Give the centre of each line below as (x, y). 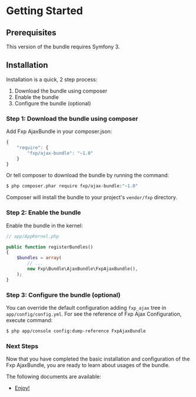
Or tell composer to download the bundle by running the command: (88, 176)
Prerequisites (31, 33)
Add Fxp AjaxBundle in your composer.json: (59, 131)
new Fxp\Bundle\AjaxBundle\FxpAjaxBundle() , (83, 269)
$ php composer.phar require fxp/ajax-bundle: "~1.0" (72, 186)
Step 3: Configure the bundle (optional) (63, 295)
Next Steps (22, 346)
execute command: (29, 320)
